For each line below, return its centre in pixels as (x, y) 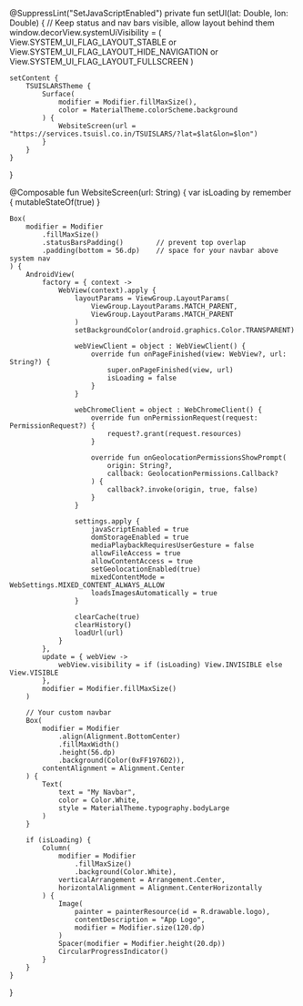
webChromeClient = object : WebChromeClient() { (168, 410)
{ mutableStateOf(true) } (55, 202)
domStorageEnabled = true (140, 537)
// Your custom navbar (69, 713)
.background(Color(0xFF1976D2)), (121, 760)
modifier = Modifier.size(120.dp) (140, 928)
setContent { (34, 78)
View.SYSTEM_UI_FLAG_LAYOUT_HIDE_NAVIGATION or (114, 52)
